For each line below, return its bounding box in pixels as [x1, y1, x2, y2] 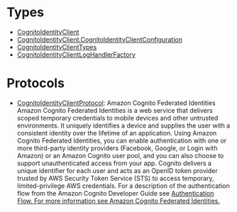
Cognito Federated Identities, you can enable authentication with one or [16, 136, 227, 145]
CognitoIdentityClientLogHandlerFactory [16, 50, 136, 59]
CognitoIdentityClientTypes [16, 43, 97, 51]
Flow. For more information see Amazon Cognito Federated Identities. [16, 196, 221, 205]
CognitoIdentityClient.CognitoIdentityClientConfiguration [16, 35, 182, 43]
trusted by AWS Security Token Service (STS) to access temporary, [16, 174, 214, 182]
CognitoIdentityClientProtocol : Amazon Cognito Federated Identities [16, 99, 216, 107]
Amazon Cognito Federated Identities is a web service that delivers [16, 106, 214, 114]
